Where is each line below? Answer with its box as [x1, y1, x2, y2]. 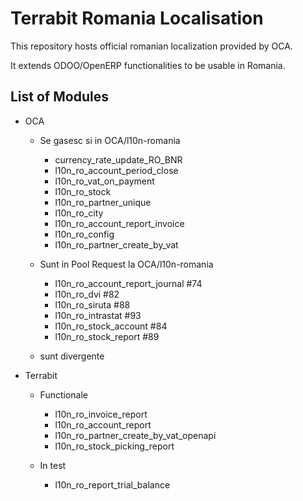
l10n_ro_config [54, 228, 115, 240]
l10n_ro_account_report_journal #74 [54, 277, 203, 289]
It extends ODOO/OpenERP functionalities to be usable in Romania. [10, 59, 286, 71]
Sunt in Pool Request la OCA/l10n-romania [39, 258, 214, 270]
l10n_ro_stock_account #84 [54, 320, 168, 332]
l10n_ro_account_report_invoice [54, 217, 185, 229]
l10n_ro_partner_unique [54, 196, 152, 208]
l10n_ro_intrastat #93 [54, 309, 142, 321]
